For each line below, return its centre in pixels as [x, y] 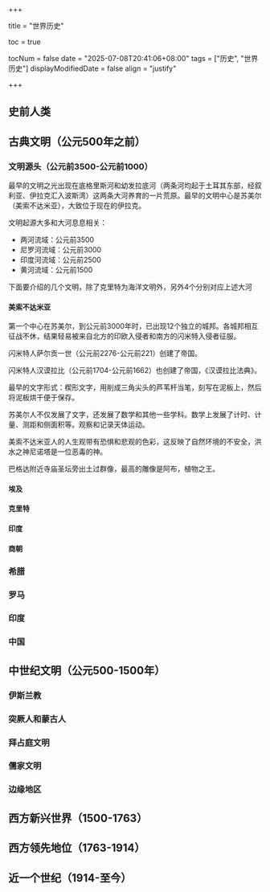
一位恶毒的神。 [82, 452]
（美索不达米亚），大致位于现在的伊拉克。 [77, 206]
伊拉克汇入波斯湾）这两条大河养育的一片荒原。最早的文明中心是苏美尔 [145, 196]
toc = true [25, 42]
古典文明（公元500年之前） [77, 141]
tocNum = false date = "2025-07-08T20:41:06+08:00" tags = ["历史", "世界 [133, 58]
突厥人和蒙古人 [37, 718]
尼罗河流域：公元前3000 [61, 250]
